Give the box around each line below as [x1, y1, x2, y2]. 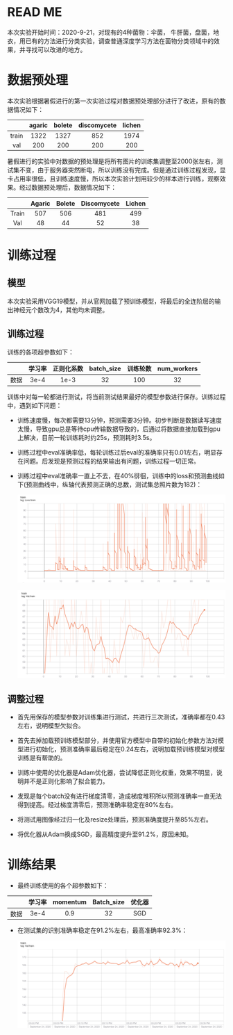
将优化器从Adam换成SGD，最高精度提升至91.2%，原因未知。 [17, 830, 193, 838]
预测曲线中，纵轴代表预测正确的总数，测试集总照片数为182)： [25, 480, 202, 489]
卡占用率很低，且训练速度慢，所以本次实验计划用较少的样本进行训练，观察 [7, 174, 220, 183]
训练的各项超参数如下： [7, 348, 74, 356]
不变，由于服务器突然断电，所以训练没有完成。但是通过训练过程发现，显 [19, 166, 226, 174]
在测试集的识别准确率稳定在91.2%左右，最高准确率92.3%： [17, 926, 188, 935]
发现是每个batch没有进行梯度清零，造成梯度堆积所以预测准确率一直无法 [17, 792, 223, 800]
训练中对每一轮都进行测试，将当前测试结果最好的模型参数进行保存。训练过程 [7, 392, 226, 400]
